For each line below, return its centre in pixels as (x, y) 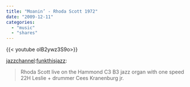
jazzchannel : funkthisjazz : (37, 61)
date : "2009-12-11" (30, 17)
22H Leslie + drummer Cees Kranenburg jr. (72, 78)
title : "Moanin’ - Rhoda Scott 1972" (52, 11)
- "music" (23, 28)
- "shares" (25, 33)
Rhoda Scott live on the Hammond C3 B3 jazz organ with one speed (102, 72)
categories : (20, 22)
